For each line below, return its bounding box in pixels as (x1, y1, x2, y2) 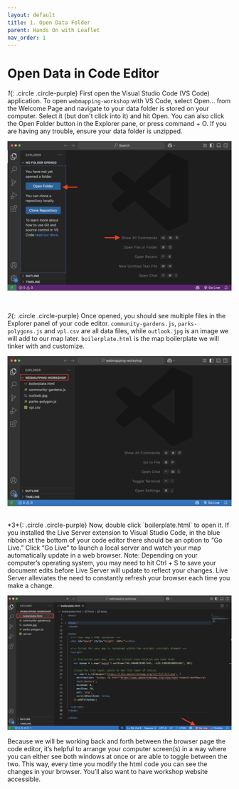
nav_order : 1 (7, 34, 46, 41)
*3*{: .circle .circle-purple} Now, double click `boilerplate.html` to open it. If (7, 521, 230, 529)
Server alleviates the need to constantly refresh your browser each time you (7, 573, 230, 582)
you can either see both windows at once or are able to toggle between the (7, 752, 228, 761)
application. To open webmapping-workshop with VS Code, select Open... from (7, 97, 231, 105)
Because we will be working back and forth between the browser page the (7, 737, 226, 746)
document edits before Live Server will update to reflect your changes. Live (7, 566, 228, 575)
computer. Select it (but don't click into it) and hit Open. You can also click (7, 112, 225, 120)
